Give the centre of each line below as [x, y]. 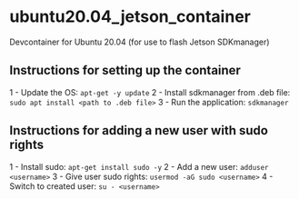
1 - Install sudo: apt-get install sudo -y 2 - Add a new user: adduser [140, 166]
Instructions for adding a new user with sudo [139, 130]
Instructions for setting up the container [125, 70]
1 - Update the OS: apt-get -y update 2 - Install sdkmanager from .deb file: [150, 92]
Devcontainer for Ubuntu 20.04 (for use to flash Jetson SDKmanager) [140, 42]
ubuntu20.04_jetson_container [130, 17]
